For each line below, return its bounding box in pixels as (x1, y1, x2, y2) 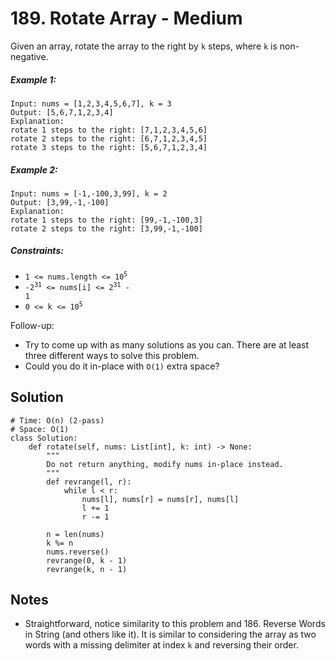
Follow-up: (10, 319, 55, 331)
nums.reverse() (46, 547, 110, 557)
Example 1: (10, 73, 57, 86)
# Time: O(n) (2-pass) (10, 415, 105, 426)
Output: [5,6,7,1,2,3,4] (10, 107, 114, 117)
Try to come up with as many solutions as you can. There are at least (24, 338, 310, 351)
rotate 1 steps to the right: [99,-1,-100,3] (10, 215, 203, 225)
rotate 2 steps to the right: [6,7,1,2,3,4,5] (10, 133, 208, 144)
